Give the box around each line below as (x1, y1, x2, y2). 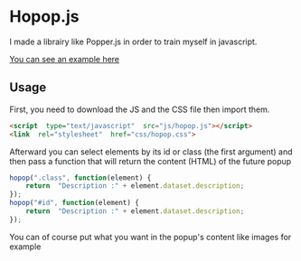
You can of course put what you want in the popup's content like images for (9, 231, 292, 242)
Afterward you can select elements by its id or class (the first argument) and (9, 146, 293, 157)
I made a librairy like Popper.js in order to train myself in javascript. (9, 36, 258, 47)
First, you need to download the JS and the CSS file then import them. (9, 104, 270, 115)
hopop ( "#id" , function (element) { (9, 199, 140, 208)
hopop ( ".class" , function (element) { (9, 173, 152, 182)
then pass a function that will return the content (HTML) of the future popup (9, 155, 292, 166)
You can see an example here (9, 53, 120, 64)
